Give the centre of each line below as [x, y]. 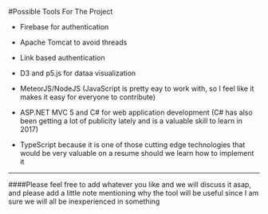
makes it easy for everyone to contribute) [88, 97]
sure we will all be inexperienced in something [84, 201]
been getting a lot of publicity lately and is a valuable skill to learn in [131, 121]
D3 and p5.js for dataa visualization [78, 73]
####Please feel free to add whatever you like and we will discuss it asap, [130, 185]
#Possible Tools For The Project [61, 12]
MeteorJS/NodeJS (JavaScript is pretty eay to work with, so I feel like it [137, 88]
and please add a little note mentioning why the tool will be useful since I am [134, 193]
